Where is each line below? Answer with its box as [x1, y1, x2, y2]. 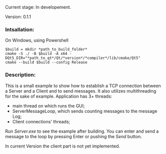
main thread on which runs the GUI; [12, 103, 85, 108]
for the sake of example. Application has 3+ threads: [5, 93, 112, 99]
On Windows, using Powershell [5, 37, 69, 44]
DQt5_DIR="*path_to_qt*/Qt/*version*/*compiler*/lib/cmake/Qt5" [5, 55, 141, 61]
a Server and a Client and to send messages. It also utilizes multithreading [5, 88, 157, 94]
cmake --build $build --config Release [5, 60, 88, 65]
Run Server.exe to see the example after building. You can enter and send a [5, 128, 159, 134]
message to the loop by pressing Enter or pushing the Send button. [5, 133, 142, 139]
